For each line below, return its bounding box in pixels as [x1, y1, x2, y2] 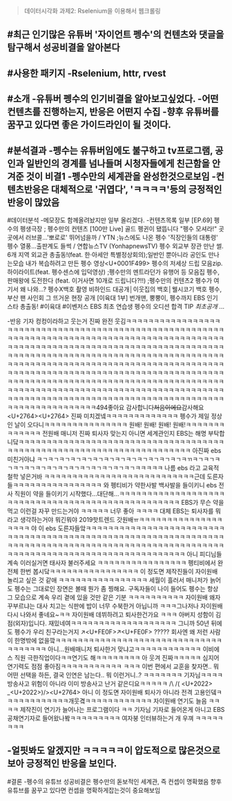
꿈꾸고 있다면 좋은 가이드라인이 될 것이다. [7, 119, 171, 131]
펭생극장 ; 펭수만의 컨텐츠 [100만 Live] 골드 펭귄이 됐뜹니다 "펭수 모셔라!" [19, 224, 217, 233]
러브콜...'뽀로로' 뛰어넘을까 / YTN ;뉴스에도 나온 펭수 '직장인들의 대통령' [25, 233, 219, 241]
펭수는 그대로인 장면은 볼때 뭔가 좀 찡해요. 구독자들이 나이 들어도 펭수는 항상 [14, 584, 219, 592]
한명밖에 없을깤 [14, 636, 55, 644]
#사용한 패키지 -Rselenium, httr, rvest [7, 67, 166, 79]
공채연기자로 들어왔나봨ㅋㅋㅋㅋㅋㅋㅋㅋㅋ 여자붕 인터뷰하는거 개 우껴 [7, 714, 194, 722]
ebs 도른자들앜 [46, 524, 86, 532]
